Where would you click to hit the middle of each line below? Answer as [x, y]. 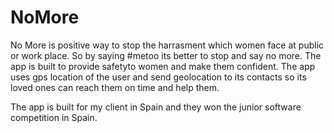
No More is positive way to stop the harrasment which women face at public [167, 45]
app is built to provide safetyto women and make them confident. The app [163, 66]
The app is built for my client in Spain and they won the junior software [156, 107]
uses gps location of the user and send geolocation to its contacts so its [158, 77]
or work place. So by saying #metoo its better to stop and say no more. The [166, 55]
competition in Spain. [54, 117]
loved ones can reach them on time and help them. [115, 87]
